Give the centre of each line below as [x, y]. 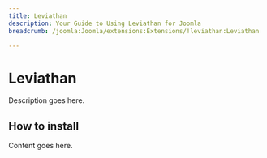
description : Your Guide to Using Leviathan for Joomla [105, 23]
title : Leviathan [38, 16]
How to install [44, 126]
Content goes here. [41, 146]
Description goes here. [47, 100]
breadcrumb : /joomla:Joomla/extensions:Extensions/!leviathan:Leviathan [134, 31]
